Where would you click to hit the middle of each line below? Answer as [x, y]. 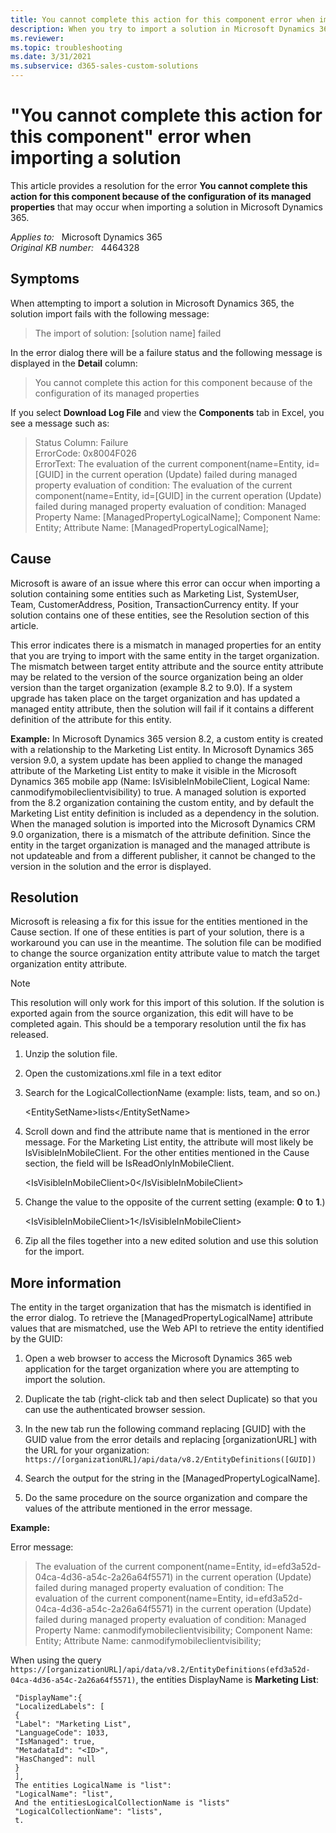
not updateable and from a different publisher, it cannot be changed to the [163, 855]
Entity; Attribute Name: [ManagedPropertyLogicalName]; [152, 527]
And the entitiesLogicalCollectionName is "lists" [122, 1803]
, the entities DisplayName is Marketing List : [227, 1680]
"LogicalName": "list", [64, 1794]
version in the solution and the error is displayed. [111, 866]
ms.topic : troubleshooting [66, 47]
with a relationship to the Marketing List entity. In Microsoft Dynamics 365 [162, 749]
